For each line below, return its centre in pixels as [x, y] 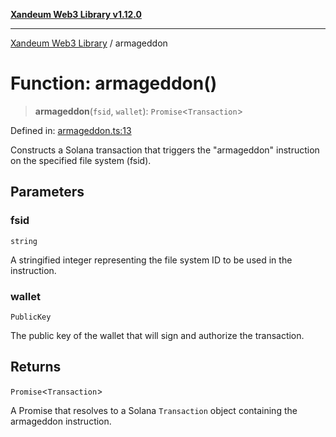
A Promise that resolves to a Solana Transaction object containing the [154, 410]
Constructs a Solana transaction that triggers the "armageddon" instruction [165, 150]
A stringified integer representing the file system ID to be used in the [151, 260]
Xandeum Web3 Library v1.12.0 [76, 14]
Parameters [47, 192]
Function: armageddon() [114, 83]
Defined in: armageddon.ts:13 [71, 130]
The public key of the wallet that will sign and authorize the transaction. [157, 335]
